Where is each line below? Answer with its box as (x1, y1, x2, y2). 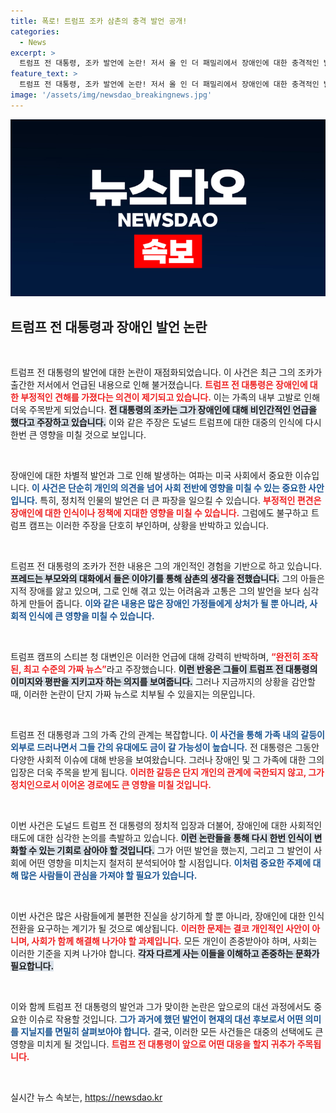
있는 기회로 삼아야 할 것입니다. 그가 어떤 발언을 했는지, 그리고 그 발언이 (38, 845, 312, 857)
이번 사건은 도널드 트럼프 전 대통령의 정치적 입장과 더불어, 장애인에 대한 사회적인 (10, 820, 323, 832)
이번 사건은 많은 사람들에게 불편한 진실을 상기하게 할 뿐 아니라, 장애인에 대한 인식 (10, 910, 325, 922)
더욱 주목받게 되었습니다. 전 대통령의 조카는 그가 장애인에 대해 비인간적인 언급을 (10, 404, 317, 416)
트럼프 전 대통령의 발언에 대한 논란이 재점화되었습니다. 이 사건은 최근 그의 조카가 (10, 366, 323, 379)
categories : (10, 26, 60, 37)
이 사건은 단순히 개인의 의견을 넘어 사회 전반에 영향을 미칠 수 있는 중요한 (31, 482, 307, 494)
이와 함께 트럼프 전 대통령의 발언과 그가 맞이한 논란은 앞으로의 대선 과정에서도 (10, 1001, 312, 1013)
